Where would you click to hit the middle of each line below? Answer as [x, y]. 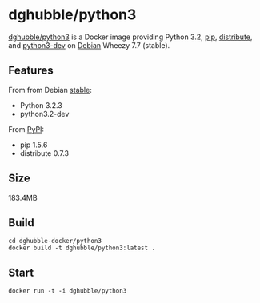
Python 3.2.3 [41, 105]
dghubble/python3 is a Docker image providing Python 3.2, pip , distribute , [130, 37]
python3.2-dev [44, 114]
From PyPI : [26, 129]
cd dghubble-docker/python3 [55, 241]
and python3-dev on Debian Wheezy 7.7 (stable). [89, 45]
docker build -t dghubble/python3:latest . [82, 248]
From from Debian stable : [50, 90]
